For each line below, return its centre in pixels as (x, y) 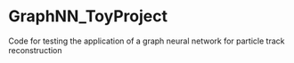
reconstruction (36, 50)
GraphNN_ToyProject (88, 16)
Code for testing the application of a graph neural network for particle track (147, 41)
